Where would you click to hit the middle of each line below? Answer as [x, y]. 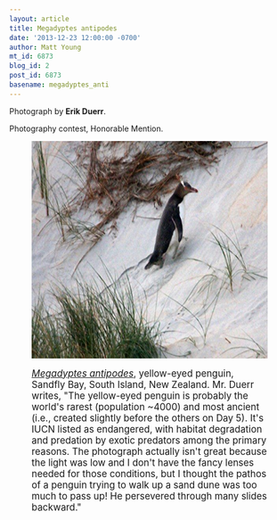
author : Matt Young [45, 47]
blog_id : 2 [29, 66]
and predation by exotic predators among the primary [149, 440]
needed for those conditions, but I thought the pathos [149, 474]
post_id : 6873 [36, 76]
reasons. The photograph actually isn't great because [149, 451]
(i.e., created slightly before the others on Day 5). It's [148, 417]
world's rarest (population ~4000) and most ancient [146, 407]
